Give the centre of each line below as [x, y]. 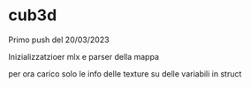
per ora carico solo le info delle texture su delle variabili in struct [125, 73]
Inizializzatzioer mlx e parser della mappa [84, 56]
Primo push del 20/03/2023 [59, 40]
